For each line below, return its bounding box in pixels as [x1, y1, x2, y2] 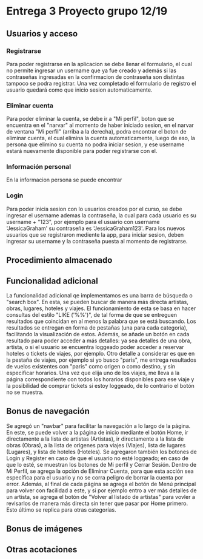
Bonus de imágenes [6, 524, 83, 534]
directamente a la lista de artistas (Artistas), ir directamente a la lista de [6, 435, 184, 442]
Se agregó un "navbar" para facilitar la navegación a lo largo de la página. [6, 422, 191, 429]
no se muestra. [6, 388, 44, 396]
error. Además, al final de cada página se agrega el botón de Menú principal [6, 480, 196, 487]
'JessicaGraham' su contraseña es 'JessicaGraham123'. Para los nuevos [6, 225, 185, 232]
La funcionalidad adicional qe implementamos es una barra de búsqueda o [6, 291, 193, 299]
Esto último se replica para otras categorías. [6, 506, 116, 513]
